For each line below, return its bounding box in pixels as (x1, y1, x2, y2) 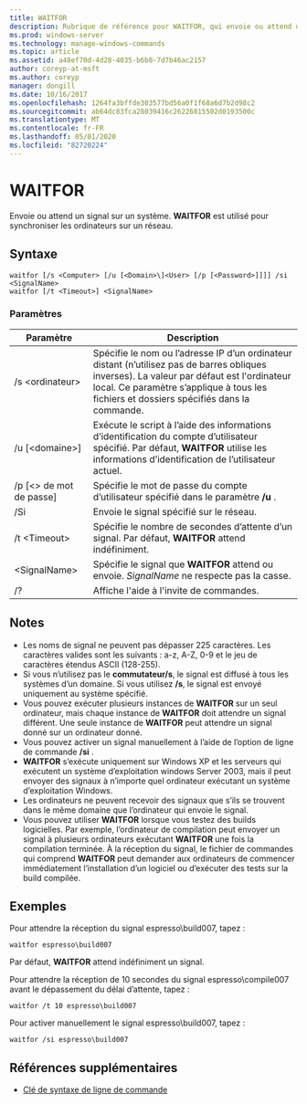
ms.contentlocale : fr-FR (9, 124, 104, 133)
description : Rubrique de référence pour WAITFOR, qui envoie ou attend (9, 22, 292, 31)
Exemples (9, 899, 67, 914)
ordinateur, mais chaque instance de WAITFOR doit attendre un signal (22, 707, 286, 718)
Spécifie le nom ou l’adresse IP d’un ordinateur (92, 346, 292, 359)
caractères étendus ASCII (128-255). (22, 658, 161, 669)
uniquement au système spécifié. (22, 688, 148, 699)
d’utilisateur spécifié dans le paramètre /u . (92, 490, 277, 503)
